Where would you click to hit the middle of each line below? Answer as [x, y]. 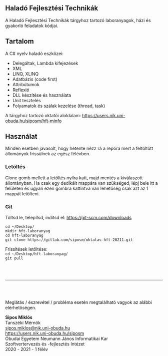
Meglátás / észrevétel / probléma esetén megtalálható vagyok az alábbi [79, 302]
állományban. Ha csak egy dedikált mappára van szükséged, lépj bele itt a [82, 183]
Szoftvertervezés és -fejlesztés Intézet [45, 344]
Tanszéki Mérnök [23, 323]
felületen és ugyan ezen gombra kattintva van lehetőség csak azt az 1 [77, 188]
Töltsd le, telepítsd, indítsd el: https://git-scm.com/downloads [68, 218]
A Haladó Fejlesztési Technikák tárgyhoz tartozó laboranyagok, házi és [78, 20]
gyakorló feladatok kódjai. [32, 26]
